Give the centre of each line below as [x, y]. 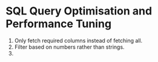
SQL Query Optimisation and [79, 11]
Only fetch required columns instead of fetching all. [78, 40]
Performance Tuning [59, 24]
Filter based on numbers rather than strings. [69, 47]
